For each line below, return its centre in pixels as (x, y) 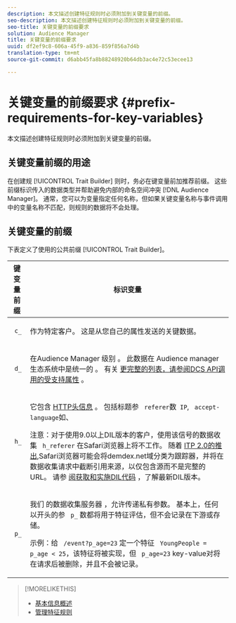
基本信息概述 (53, 603)
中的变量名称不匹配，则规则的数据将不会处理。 (75, 207)
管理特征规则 (53, 612)
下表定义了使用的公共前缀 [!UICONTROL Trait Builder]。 (88, 249)
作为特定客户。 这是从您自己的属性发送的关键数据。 (115, 332)
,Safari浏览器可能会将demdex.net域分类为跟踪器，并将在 (130, 456)
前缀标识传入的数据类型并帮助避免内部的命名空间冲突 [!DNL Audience (108, 190)
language (45, 418)
